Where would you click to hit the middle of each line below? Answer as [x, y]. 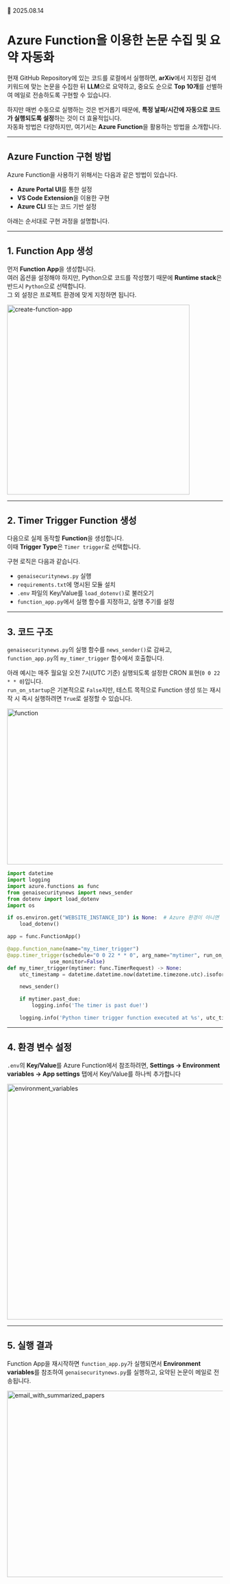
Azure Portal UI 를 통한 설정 [54, 189]
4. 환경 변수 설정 [39, 1047]
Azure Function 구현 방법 [59, 157]
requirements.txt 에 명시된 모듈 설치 [66, 585]
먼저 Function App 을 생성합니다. [51, 269]
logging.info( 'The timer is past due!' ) [90, 1006]
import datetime [30, 874]
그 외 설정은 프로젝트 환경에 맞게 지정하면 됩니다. [72, 294]
